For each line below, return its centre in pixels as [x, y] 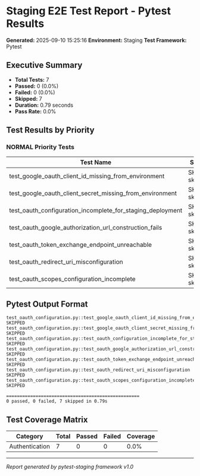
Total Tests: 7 [32, 79]
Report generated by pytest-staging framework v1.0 [70, 467]
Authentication [30, 447]
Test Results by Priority [50, 130]
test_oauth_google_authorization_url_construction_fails [86, 228]
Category [29, 437]
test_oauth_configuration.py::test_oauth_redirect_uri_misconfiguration [98, 370]
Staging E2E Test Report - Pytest [89, 11]
